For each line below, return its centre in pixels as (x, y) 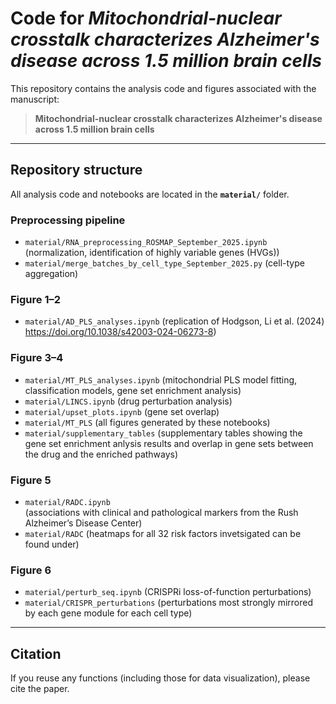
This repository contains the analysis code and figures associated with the (163, 88)
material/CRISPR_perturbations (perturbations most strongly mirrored (168, 603)
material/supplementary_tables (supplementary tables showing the (163, 433)
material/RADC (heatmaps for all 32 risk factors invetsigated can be (163, 533)
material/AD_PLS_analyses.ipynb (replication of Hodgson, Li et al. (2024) (174, 321)
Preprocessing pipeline (68, 220)
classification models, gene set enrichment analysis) (133, 390)
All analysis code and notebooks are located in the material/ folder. (150, 194)
